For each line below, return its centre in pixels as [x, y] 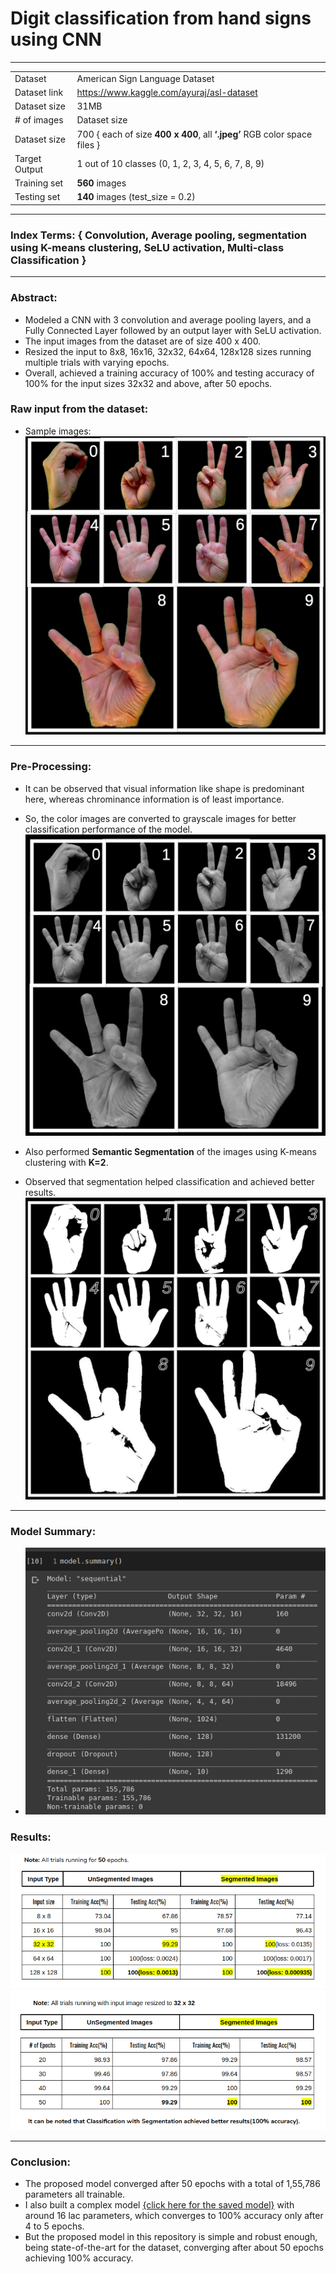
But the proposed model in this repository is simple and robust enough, [171, 2237]
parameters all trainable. [75, 2194]
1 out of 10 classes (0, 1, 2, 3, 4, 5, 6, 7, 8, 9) [170, 164]
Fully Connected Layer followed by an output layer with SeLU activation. [173, 330]
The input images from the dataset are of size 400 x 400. [143, 341]
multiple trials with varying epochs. [97, 362]
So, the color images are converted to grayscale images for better [160, 818]
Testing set [37, 197]
